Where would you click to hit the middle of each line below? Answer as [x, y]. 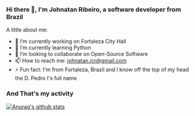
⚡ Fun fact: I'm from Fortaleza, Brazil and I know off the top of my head [102, 70]
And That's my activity [40, 93]
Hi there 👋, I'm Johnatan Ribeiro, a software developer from [94, 10]
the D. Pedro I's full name [46, 78]
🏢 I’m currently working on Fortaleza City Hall [70, 42]
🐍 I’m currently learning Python [53, 48]
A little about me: [27, 30]
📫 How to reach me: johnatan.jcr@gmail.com [71, 61]
